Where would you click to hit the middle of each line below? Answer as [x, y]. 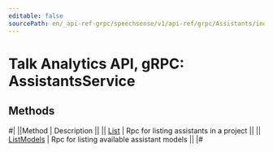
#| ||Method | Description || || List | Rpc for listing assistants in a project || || [135, 130]
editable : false [36, 16]
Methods [32, 111]
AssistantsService [72, 81]
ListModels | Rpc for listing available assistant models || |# [106, 139]
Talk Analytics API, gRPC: [97, 64]
